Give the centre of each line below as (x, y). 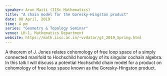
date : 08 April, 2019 (28, 19)
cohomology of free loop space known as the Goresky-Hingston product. (80, 67)
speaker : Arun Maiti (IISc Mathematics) (48, 10)
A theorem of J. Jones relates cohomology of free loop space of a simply (80, 52)
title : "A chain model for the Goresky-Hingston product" (67, 14)
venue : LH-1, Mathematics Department (44, 33)
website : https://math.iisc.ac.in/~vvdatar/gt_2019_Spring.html (73, 38)
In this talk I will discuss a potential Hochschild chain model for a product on (83, 62)
